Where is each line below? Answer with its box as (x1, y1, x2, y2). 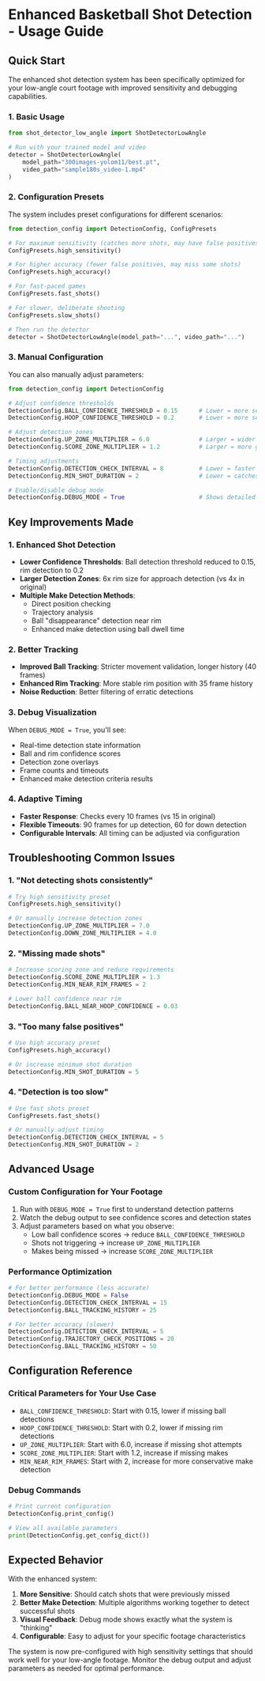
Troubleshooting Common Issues (8, 852, 175, 865)
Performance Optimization (8, 1266, 113, 1277)
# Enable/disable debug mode (8, 486, 104, 494)
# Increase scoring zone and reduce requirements (8, 966, 175, 974)
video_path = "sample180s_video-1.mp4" (22, 165, 147, 173)
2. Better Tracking (8, 644, 79, 655)
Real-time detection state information (19, 740, 141, 750)
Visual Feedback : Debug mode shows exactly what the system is (19, 1615, 233, 1624)
